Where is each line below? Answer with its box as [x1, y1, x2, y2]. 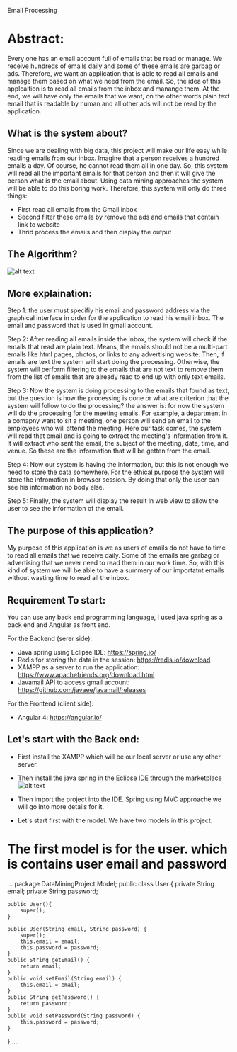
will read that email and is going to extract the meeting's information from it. [7, 431, 229, 440]
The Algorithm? [7, 248, 78, 261]
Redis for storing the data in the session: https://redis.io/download [17, 655, 211, 664]
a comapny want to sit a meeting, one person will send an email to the [7, 417, 211, 425]
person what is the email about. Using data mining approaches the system [7, 176, 224, 185]
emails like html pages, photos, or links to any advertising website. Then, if [7, 350, 225, 358]
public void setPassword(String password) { [7, 1012, 141, 1019]
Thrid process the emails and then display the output [17, 227, 172, 236]
